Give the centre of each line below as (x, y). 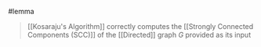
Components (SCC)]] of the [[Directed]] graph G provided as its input (139, 35)
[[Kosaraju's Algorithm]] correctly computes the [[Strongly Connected (140, 26)
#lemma (21, 11)
